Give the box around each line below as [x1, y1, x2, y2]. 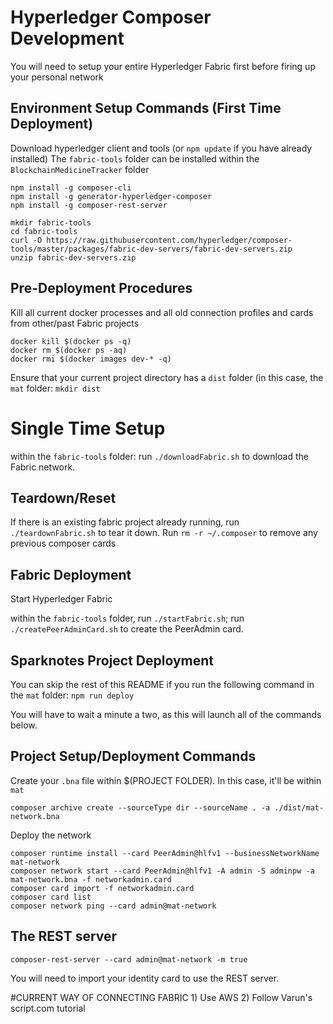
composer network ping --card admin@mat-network [10, 901, 217, 911]
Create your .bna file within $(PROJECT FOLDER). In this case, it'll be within [10, 774, 322, 786]
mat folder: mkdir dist [10, 382, 101, 394]
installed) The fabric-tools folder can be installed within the [10, 152, 260, 165]
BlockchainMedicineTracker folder [10, 163, 150, 175]
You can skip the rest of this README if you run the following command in [10, 678, 315, 690]
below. [10, 719, 38, 731]
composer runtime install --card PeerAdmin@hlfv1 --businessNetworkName [10, 848, 320, 858]
